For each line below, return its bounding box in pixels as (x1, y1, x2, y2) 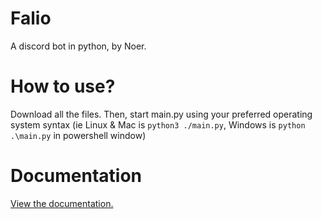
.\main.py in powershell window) (10, 129, 147, 141)
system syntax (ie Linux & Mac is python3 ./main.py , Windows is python (10, 118, 306, 131)
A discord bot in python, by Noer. (10, 40, 147, 52)
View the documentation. (10, 197, 114, 209)
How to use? (10, 75, 116, 98)
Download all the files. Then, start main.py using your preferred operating (10, 108, 313, 120)
